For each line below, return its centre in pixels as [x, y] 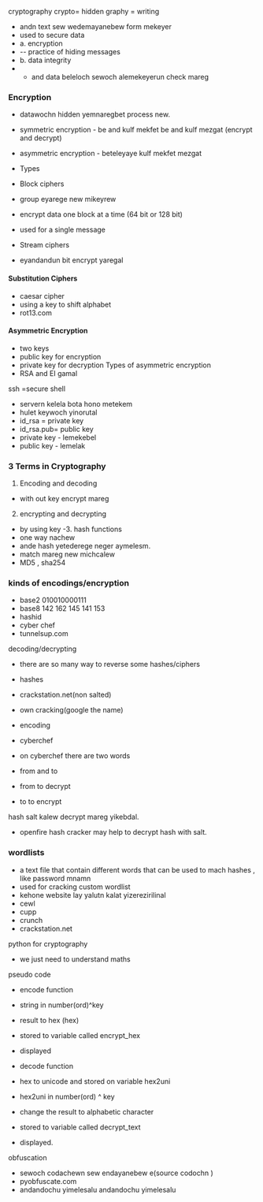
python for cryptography [48, 943]
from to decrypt [45, 787]
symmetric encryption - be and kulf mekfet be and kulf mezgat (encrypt [136, 130]
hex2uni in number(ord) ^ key [67, 1096]
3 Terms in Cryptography [57, 466]
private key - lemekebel [58, 437]
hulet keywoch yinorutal [58, 412]
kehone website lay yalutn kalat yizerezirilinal [93, 895]
